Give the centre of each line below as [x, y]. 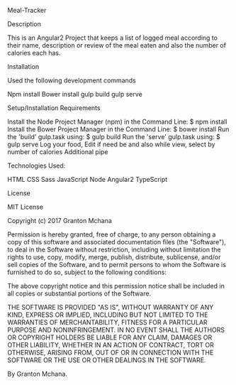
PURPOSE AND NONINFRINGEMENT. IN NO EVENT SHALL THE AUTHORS [116, 330]
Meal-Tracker [27, 10]
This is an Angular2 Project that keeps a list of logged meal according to [113, 38]
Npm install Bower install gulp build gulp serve [75, 94]
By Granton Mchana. [37, 374]
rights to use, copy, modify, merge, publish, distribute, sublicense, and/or [114, 257]
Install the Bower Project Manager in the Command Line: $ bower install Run [118, 129]
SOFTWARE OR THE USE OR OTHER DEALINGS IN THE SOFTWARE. [107, 360]
